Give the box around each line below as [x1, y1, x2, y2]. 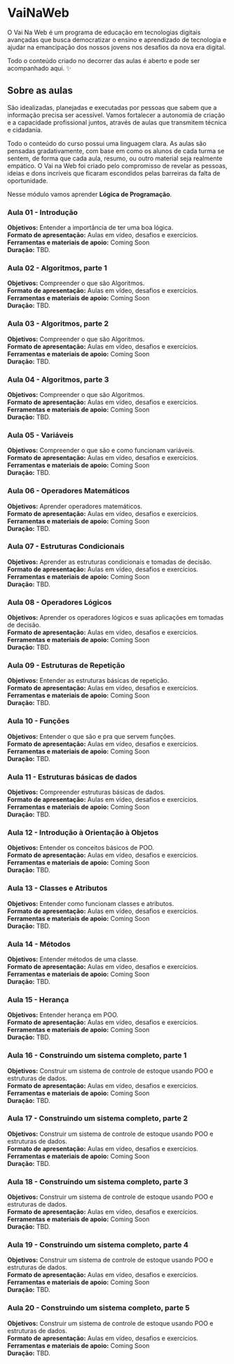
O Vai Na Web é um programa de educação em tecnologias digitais [7, 28, 201, 36]
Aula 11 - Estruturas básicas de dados [7, 772, 137, 781]
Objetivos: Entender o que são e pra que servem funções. [7, 732, 176, 740]
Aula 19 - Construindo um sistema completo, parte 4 [7, 1240, 189, 1250]
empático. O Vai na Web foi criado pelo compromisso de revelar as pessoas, [7, 161, 228, 169]
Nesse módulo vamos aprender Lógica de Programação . [7, 190, 172, 198]
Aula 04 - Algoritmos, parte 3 [7, 375, 109, 384]
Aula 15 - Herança [7, 994, 69, 1004]
